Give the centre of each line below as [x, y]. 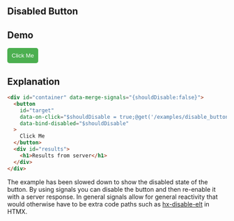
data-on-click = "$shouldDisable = [68, 117]
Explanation [34, 82]
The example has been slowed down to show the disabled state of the [108, 182]
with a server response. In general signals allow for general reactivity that [112, 197]
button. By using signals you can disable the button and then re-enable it [111, 189]
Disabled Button [43, 11]
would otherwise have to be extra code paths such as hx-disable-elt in [109, 204]
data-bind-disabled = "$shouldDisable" [75, 123]
